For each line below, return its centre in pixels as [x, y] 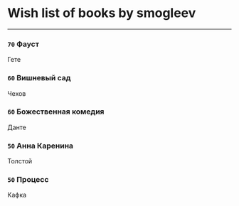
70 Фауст [23, 44]
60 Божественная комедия [56, 112]
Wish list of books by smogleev [102, 13]
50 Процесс [28, 180]
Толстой [20, 161]
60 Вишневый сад [39, 78]
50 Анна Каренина [40, 146]
